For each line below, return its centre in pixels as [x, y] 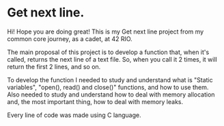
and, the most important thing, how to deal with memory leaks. [95, 101]
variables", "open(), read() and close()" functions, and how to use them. [108, 87]
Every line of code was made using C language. [74, 115]
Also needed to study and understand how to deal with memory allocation [111, 94]
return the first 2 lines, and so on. [54, 66]
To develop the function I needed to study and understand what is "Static [110, 79]
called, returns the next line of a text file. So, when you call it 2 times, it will [112, 59]
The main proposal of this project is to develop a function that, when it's [108, 52]
